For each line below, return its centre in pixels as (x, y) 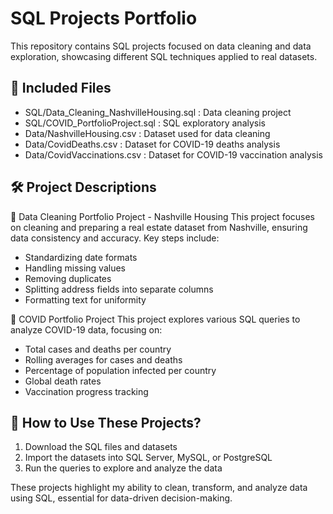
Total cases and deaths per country (98, 349)
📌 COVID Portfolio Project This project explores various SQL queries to (155, 319)
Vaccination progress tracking (86, 391)
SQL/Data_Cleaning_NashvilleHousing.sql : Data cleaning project (158, 112)
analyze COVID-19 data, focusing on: (86, 329)
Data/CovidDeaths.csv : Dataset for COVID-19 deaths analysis (152, 144)
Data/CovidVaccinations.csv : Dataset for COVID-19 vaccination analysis (173, 154)
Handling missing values (75, 268)
